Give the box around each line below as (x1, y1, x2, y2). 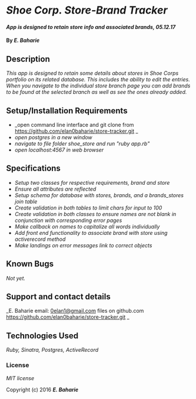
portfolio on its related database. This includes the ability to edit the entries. (6, 76, 190, 83)
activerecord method (14, 236, 66, 243)
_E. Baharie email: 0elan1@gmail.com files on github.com (6, 308, 144, 315)
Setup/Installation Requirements (6, 106, 128, 116)
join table (14, 198, 38, 205)
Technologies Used (6, 331, 78, 341)
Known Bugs (6, 259, 54, 269)
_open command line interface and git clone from (14, 122, 134, 128)
